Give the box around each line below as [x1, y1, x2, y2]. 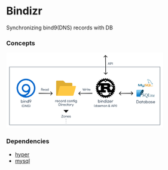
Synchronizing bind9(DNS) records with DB [6, 24, 114, 31]
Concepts [6, 39, 36, 47]
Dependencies [6, 137, 50, 145]
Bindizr [6, 4, 43, 18]
